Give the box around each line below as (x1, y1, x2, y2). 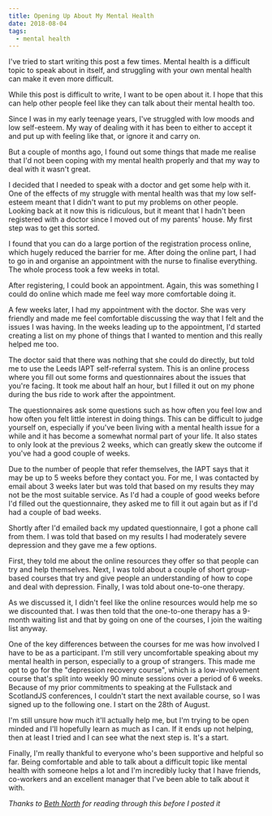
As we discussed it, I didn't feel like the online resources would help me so (8, 598, 258, 607)
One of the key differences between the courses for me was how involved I (8, 639, 260, 650)
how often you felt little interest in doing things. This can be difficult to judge (8, 414, 264, 424)
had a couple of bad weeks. (8, 507, 101, 517)
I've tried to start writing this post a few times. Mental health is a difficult (8, 57, 250, 67)
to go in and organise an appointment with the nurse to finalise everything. (8, 257, 257, 266)
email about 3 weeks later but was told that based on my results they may (8, 481, 255, 491)
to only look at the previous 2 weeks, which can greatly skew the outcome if (8, 440, 263, 450)
